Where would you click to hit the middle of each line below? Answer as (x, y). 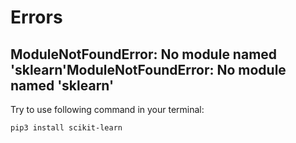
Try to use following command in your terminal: (107, 109)
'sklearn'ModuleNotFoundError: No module (148, 69)
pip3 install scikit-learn (66, 128)
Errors (36, 17)
